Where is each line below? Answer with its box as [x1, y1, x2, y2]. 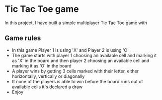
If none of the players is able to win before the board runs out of [11, 78, 144, 84]
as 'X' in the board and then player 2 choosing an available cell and [11, 58, 150, 64]
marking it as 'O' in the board [11, 63, 72, 68]
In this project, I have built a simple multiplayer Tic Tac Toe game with [4, 20, 148, 26]
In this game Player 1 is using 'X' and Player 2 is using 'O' [11, 47, 129, 53]
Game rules [4, 34, 41, 42]
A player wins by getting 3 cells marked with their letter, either [11, 68, 139, 74]
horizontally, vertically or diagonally [11, 73, 85, 79]
